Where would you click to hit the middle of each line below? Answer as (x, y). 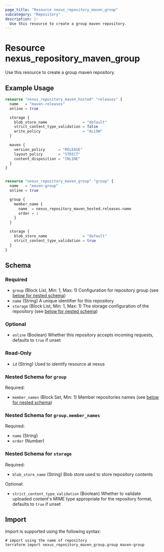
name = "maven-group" (34, 186)
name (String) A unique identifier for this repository (63, 301)
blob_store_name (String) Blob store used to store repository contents (82, 474)
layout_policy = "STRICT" (47, 154)
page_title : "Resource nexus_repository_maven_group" (62, 10)
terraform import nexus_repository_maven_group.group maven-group (75, 545)
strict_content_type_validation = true (55, 241)
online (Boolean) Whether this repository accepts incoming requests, (83, 335)
